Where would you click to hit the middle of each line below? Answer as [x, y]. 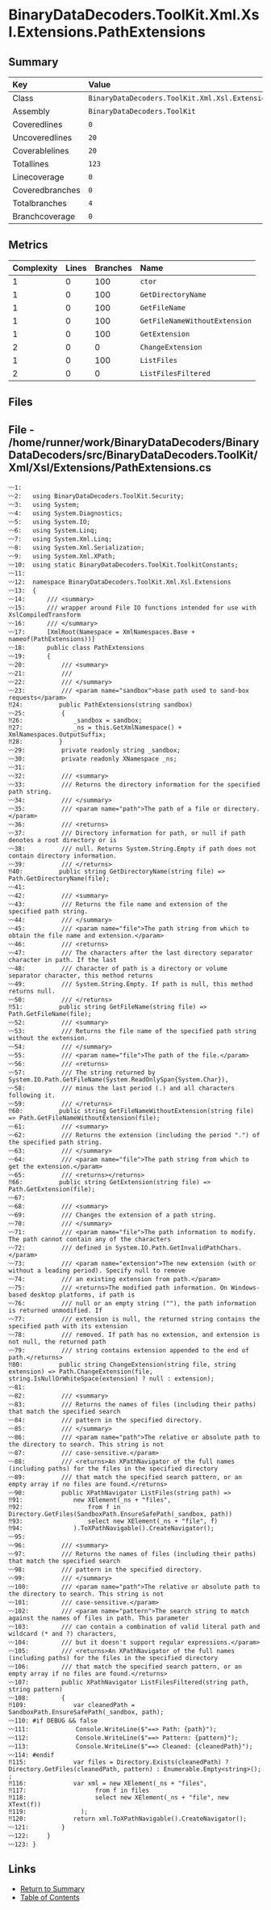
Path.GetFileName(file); [50, 1014]
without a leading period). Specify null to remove [97, 1271]
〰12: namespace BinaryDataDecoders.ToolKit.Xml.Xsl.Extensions [120, 582]
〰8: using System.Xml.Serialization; [77, 548]
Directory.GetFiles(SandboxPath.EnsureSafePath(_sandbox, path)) [120, 1514]
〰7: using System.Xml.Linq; [60, 539]
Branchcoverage [44, 216]
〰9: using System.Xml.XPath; [62, 557]
